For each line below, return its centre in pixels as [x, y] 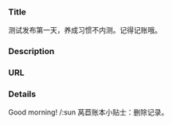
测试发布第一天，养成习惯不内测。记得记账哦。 [85, 30]
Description [31, 52]
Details [22, 94]
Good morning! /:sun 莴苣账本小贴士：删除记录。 [88, 112]
